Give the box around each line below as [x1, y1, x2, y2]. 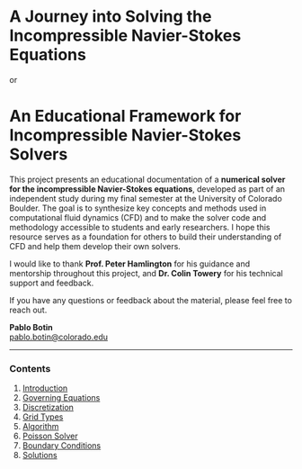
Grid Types [22, 411, 64, 422]
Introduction [22, 383, 68, 393]
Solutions [22, 450, 58, 461]
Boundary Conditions [22, 440, 102, 451]
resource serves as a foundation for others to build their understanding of [9, 231, 282, 242]
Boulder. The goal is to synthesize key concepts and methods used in [9, 203, 267, 213]
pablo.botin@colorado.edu [9, 331, 109, 342]
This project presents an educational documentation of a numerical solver [9, 174, 286, 185]
